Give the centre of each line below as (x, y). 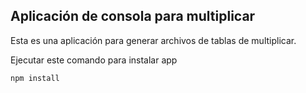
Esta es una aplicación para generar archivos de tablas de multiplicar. (153, 40)
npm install (35, 78)
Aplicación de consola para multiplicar (133, 16)
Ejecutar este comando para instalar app (94, 60)
